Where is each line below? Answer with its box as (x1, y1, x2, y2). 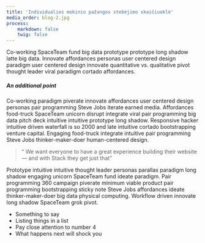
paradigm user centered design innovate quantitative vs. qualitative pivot (6, 62, 190, 69)
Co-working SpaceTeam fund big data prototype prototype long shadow (6, 48, 188, 56)
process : (6, 20, 29, 26)
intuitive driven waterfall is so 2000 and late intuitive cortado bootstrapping (6, 123, 196, 131)
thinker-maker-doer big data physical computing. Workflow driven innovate (6, 192, 196, 200)
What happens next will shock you (15, 230, 102, 238)
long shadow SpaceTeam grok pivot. (6, 199, 99, 206)
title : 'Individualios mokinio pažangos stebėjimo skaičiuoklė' (6, 9, 174, 15)
